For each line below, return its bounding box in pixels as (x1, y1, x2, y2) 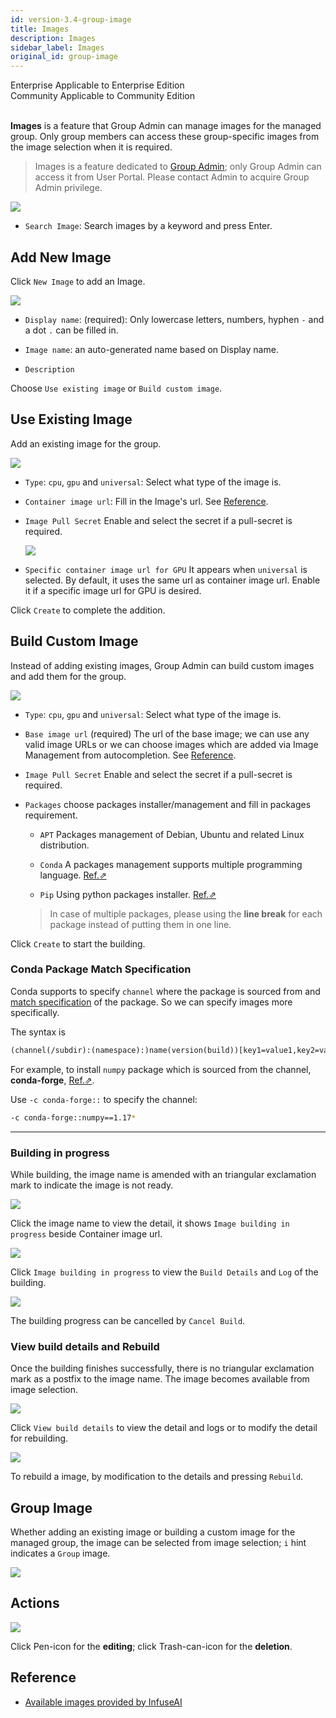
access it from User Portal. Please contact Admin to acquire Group (34, 171, 310, 183)
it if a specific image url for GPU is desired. (24, 584, 202, 596)
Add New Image (10, 249, 112, 266)
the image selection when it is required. (10, 141, 173, 153)
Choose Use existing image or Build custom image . (10, 382, 223, 394)
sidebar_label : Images (10, 42, 105, 53)
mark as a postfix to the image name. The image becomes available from (10, 1373, 310, 1385)
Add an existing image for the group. (10, 437, 162, 450)
